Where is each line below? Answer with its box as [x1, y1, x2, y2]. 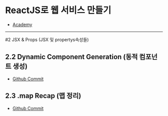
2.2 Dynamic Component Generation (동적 [5, 53, 138, 61]
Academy [12, 21, 32, 28]
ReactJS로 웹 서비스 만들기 [5, 5, 111, 16]
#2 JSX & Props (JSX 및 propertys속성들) [5, 36, 89, 43]
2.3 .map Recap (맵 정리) [5, 91, 81, 100]
